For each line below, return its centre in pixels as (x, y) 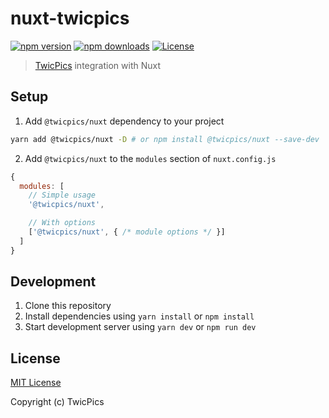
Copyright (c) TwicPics (57, 402)
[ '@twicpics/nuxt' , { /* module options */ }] (127, 232)
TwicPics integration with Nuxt (97, 65)
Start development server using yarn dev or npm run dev (140, 327)
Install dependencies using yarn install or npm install (139, 316)
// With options (62, 223)
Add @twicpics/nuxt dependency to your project (124, 121)
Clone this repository (68, 306)
